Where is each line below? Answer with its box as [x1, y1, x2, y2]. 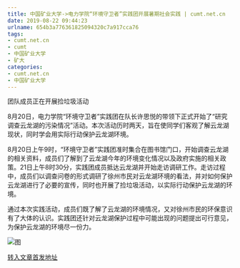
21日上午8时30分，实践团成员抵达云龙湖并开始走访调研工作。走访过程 [19, 163, 226, 172]
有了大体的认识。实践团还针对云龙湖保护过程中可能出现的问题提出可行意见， [7, 214, 233, 222]
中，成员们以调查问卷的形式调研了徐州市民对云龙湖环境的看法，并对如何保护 [7, 172, 233, 180]
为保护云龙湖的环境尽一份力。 [7, 222, 95, 232]
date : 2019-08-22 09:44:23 [7, 17, 88, 24]
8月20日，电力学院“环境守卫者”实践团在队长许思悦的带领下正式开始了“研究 [7, 112, 228, 121]
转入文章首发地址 [7, 253, 58, 262]
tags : [7, 30, 24, 38]
